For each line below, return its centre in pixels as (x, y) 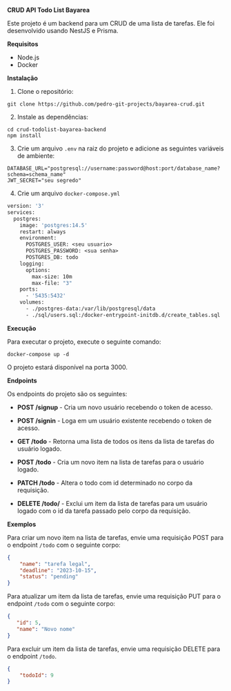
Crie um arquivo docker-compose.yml (69, 193)
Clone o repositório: (45, 91)
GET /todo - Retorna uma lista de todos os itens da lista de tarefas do (116, 441)
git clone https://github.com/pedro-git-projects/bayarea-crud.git (106, 104)
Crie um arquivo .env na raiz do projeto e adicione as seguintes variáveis (120, 148)
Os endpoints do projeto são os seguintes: (67, 393)
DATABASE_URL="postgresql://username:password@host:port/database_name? (114, 168)
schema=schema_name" (37, 175)
